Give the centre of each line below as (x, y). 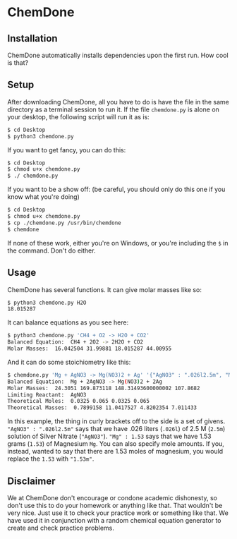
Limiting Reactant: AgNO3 (47, 395)
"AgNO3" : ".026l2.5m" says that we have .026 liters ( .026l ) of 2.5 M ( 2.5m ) (116, 429)
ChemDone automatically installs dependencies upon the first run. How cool (118, 55)
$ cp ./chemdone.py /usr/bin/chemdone (64, 223)
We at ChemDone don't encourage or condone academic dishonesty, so (112, 497)
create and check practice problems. (61, 528)
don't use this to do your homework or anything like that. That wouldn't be (115, 505)
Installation (32, 38)
